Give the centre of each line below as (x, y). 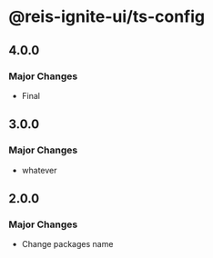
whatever (39, 170)
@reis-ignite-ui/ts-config (107, 17)
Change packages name (67, 244)
